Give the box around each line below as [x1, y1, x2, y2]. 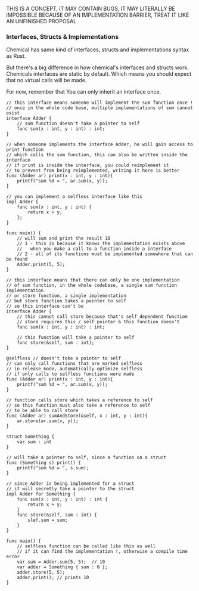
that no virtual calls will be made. [6, 77, 87, 84]
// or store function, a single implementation [6, 293, 127, 299]
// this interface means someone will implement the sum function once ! [6, 100, 194, 106]
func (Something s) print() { [6, 460, 82, 466]
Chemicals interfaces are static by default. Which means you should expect [6, 70, 192, 78]
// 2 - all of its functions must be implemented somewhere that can [17, 251, 194, 257]
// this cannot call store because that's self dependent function [17, 314, 188, 320]
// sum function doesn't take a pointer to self [17, 120, 140, 127]
